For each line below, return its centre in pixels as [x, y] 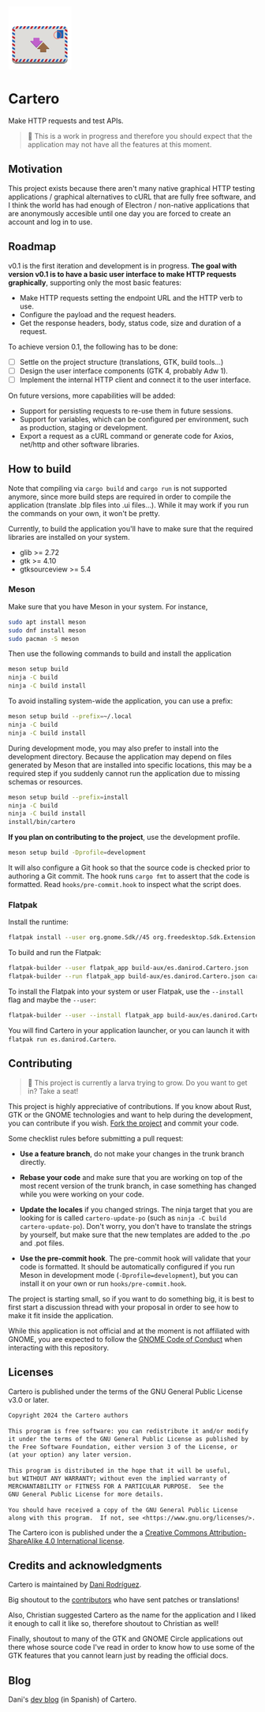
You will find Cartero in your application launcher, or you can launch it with [129, 1030]
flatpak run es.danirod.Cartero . [62, 1039]
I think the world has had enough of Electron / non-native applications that [129, 205]
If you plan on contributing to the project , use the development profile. [124, 837]
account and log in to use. [50, 222]
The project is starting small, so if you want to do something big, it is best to [131, 1298]
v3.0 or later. [29, 1399]
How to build [40, 469]
